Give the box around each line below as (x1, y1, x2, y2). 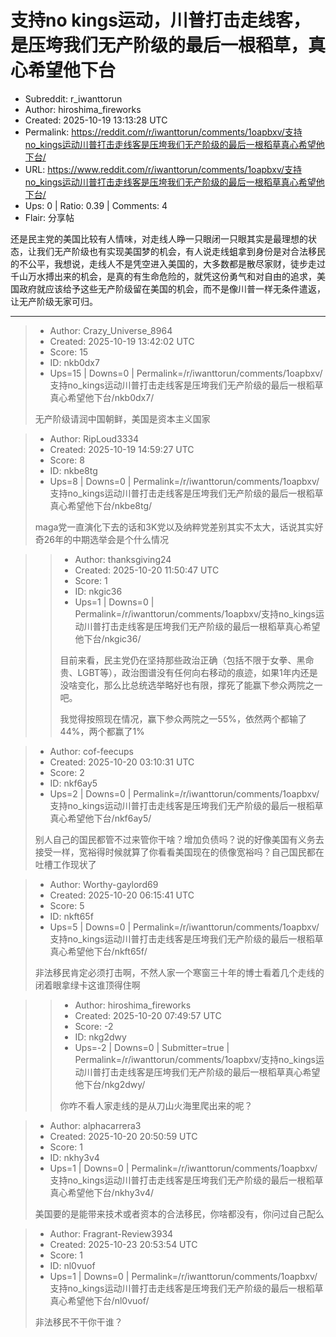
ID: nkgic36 (74, 585, 123, 597)
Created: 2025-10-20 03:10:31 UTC (49, 756, 195, 768)
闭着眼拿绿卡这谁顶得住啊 (34, 979, 141, 991)
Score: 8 (49, 454, 85, 466)
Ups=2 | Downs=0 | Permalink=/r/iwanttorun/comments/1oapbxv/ (49, 787, 320, 800)
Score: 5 (49, 899, 85, 911)
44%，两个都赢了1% (59, 725, 145, 737)
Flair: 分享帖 (24, 211, 75, 223)
